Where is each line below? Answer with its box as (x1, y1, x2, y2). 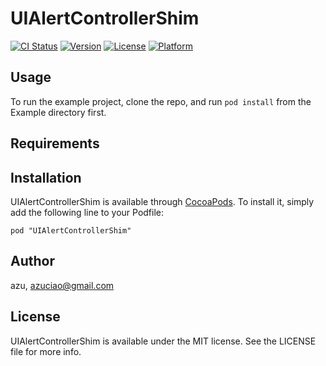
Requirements (10, 135, 100, 152)
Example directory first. (10, 106, 107, 118)
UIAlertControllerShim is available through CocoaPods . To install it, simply (10, 195, 315, 207)
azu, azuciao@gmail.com (10, 279, 115, 291)
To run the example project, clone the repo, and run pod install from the (10, 95, 312, 107)
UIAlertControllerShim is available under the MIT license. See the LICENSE (10, 335, 317, 347)
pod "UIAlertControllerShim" (10, 225, 132, 236)
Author (10, 253, 55, 270)
